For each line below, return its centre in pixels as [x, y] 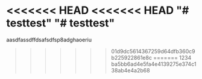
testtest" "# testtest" [61, 23]
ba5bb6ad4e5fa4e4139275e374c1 [154, 64]
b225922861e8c [132, 57]
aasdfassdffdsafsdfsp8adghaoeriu [49, 39]
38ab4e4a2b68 [131, 70]
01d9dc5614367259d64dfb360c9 [153, 51]
